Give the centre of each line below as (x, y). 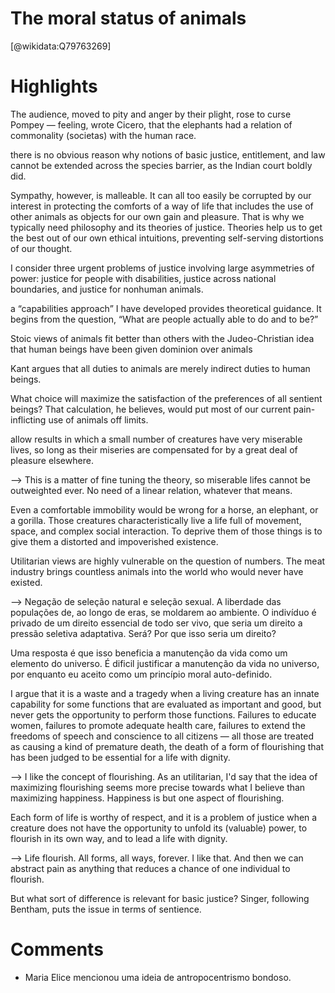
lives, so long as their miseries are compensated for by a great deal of (154, 449)
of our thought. (41, 248)
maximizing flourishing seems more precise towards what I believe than (158, 787)
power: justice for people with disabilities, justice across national (143, 278)
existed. (26, 582)
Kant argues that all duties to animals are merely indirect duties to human (160, 368)
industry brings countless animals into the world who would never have (157, 571)
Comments (57, 949)
